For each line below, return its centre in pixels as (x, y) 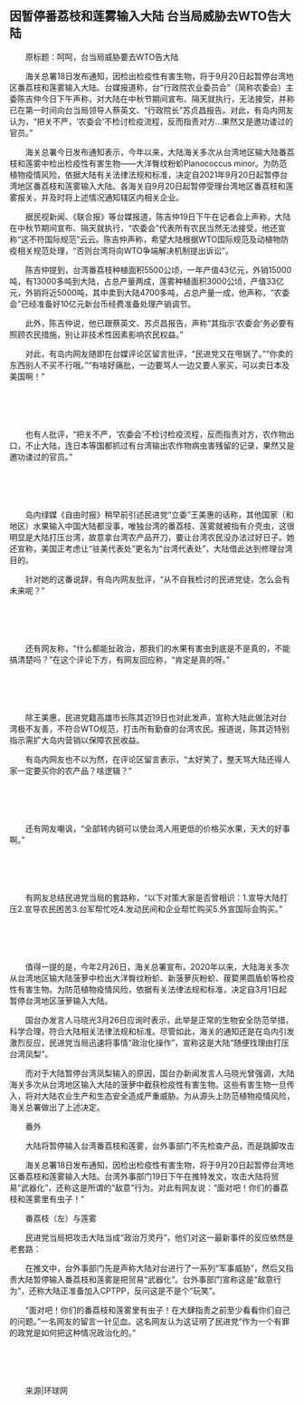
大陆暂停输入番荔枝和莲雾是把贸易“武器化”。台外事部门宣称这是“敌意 (145, 1279)
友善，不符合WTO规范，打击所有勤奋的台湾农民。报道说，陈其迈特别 (161, 729)
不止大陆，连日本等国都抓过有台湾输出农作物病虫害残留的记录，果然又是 (160, 445)
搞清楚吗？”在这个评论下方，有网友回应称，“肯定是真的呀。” (120, 659)
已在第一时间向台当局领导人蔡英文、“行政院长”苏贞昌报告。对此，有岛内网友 (152, 110)
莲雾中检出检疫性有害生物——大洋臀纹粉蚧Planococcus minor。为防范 (156, 163)
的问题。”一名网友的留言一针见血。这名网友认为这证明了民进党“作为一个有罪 (150, 1321)
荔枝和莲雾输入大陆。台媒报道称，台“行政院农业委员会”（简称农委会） (156, 87)
